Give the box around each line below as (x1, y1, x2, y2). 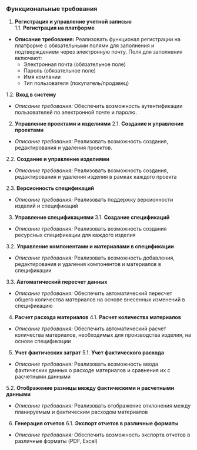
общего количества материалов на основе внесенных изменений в (14, 296, 185, 303)
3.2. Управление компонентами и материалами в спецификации (6, 243, 175, 250)
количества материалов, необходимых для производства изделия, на (14, 331, 191, 339)
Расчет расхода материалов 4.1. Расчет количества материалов (14, 314, 181, 321)
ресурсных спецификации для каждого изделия (14, 232, 136, 239)
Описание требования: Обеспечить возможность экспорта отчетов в (14, 431, 191, 438)
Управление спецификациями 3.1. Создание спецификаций (14, 214, 170, 221)
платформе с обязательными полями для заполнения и (14, 42, 155, 49)
